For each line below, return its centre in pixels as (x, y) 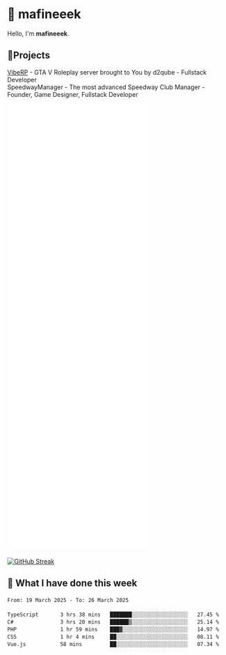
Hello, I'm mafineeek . (38, 33)
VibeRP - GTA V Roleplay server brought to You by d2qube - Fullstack (107, 72)
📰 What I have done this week (72, 584)
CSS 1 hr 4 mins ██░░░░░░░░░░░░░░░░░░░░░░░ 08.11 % (113, 637)
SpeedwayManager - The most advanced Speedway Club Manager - (106, 87)
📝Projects (29, 55)
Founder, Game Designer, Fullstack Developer (73, 94)
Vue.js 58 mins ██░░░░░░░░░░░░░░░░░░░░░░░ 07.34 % (113, 644)
